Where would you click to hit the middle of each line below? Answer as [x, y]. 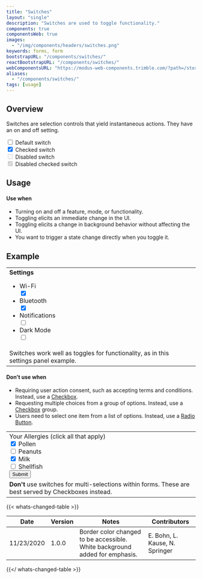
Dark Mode [35, 331]
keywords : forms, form [35, 51]
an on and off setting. [33, 130]
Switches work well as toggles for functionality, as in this [89, 353]
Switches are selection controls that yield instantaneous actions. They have [100, 124]
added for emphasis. [108, 554]
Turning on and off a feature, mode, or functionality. [79, 212]
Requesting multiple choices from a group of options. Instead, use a [99, 403]
